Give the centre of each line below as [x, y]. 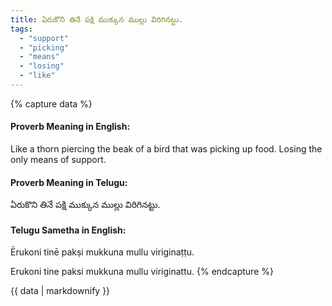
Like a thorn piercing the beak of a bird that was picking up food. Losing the [166, 149]
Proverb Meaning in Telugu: [69, 182]
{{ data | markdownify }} [60, 291]
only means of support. [58, 160]
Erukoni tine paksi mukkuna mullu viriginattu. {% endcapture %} [142, 272]
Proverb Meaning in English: [70, 127]
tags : [21, 29]
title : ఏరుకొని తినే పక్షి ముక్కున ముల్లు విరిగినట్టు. [97, 19]
